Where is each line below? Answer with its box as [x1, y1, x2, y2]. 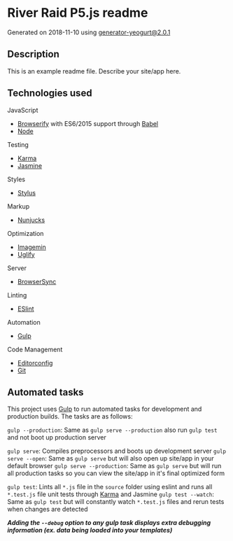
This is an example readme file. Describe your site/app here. [7, 66, 181, 75]
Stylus [17, 188, 36, 197]
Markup [7, 202, 30, 211]
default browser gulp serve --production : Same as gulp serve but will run [7, 462, 222, 470]
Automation [7, 318, 41, 326]
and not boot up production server [7, 433, 106, 442]
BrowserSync [17, 277, 57, 286]
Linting [7, 290, 27, 299]
